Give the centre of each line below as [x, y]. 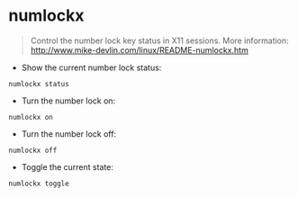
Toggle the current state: [68, 166]
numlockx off [33, 150]
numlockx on [31, 117]
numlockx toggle [39, 184]
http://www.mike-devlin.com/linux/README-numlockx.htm [139, 49]
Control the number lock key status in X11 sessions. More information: [159, 40]
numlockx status [39, 84]
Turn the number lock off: [69, 134]
